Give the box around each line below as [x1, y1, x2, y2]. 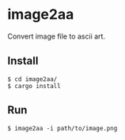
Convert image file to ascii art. [7, 31, 106, 41]
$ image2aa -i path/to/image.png [7, 124, 118, 132]
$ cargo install [7, 82, 61, 90]
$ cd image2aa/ [7, 75, 58, 83]
